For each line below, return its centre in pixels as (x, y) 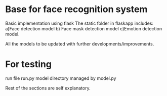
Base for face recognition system (76, 9)
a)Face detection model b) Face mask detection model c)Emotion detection (84, 28)
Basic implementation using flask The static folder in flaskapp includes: (79, 23)
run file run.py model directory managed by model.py (61, 78)
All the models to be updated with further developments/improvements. (80, 43)
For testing (29, 64)
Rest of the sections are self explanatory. (48, 88)
